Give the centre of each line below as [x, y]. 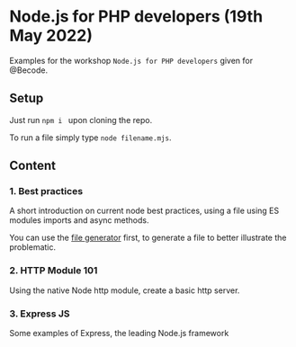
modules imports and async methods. [79, 220]
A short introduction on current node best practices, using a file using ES [144, 211]
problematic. [33, 247]
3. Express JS [40, 314]
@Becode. [29, 70]
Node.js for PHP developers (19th [136, 17]
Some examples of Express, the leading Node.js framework [119, 334]
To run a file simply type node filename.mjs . [90, 138]
